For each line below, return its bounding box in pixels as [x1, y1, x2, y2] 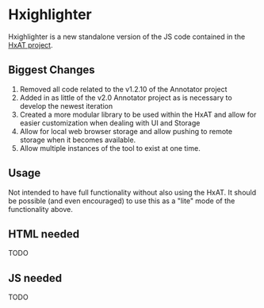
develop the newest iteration [19, 101, 113, 110]
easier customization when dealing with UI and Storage [19, 117, 201, 128]
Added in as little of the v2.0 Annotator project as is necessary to [19, 93, 232, 102]
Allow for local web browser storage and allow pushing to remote [19, 126, 232, 136]
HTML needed [8, 227, 80, 241]
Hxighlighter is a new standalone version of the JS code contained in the [8, 32, 246, 41]
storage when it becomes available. [19, 135, 136, 144]
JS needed [8, 271, 63, 285]
